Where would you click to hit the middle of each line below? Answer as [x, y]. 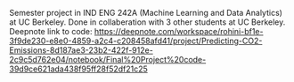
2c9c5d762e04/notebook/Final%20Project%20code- [108, 60]
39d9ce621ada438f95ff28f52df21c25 [79, 69]
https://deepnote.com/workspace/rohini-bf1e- [179, 31]
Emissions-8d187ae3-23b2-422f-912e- [81, 50]
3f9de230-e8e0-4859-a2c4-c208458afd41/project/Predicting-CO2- [136, 41]
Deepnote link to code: [51, 31]
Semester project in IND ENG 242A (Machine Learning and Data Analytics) [146, 13]
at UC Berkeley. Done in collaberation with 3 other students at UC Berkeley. [147, 22]
